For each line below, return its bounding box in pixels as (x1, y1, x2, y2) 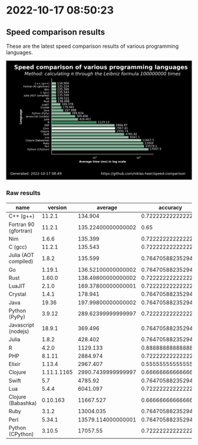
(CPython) (8, 430, 34, 437)
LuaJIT (8, 282, 25, 289)
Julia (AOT (8, 252, 34, 259)
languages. (6, 49, 34, 56)
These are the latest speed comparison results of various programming (6, 42, 179, 50)
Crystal (8, 291, 27, 298)
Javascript (8, 322, 34, 329)
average (97, 204, 118, 211)
